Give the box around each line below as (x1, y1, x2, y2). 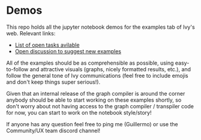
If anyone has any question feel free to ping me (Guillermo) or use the (6, 120, 178, 127)
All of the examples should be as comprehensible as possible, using (6, 59, 174, 66)
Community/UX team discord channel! (6, 127, 101, 134)
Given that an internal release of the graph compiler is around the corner (6, 90, 185, 97)
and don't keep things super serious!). (6, 78, 101, 86)
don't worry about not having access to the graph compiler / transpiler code (6, 102, 194, 109)
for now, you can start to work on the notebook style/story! (6, 109, 152, 116)
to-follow (6, 65, 29, 72)
